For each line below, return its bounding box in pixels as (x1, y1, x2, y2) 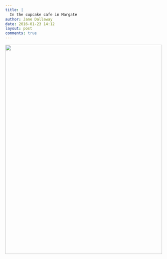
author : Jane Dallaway (5, 17, 53, 22)
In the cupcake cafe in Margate (10, 12, 78, 17)
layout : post (5, 26, 33, 31)
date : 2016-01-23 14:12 (5, 21, 55, 27)
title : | (5, 7, 24, 13)
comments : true (5, 31, 37, 36)
